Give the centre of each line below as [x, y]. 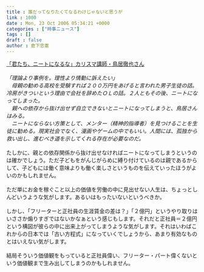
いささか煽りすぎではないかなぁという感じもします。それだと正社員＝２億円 [102, 219]
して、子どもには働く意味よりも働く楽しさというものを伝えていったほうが [99, 168]
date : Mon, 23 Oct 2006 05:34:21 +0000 [58, 23]
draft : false [24, 40]
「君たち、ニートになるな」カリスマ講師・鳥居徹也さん [75, 64]
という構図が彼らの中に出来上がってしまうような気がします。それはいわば [99, 226]
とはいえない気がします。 [38, 241]
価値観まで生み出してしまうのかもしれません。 [75, 263]
